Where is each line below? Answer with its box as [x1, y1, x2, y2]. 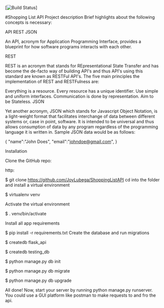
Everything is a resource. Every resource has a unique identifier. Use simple [5, 88, 159, 94]
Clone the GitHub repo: [5, 158, 52, 164]
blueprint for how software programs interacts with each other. [5, 44, 132, 49]
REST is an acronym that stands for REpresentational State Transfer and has [5, 63, 159, 68]
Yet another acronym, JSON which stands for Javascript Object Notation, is [5, 108, 158, 114]
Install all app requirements [5, 220, 60, 226]
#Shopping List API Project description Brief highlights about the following [5, 14, 155, 20]
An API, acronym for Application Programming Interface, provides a [5, 38, 141, 44]
